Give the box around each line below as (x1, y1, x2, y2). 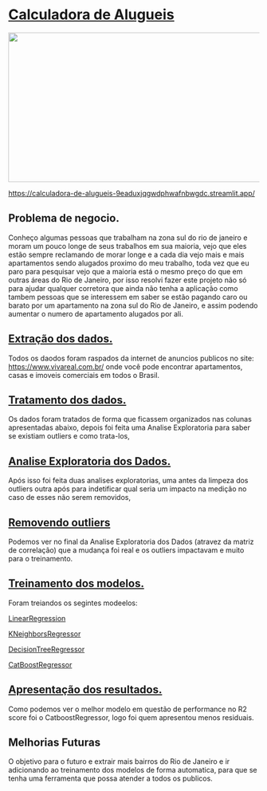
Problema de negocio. (8, 211, 120, 225)
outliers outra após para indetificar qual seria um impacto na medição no (8, 484, 247, 494)
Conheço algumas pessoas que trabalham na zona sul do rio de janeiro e (8, 233, 248, 242)
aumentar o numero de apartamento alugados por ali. (8, 309, 183, 318)
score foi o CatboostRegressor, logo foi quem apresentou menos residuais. (8, 712, 254, 722)
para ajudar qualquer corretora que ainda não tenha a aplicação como (8, 283, 238, 293)
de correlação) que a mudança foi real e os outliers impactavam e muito (8, 545, 245, 555)
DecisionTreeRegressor (8, 644, 85, 654)
